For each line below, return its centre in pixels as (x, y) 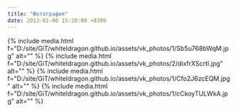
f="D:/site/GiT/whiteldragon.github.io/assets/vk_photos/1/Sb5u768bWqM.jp (118, 48)
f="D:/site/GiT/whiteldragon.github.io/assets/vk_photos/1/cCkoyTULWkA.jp (118, 94)
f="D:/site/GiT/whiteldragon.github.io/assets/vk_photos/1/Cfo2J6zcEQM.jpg (119, 78)
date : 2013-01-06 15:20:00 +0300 (57, 21)
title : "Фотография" (38, 14)
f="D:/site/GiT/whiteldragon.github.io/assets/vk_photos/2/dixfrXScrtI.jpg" (115, 63)
